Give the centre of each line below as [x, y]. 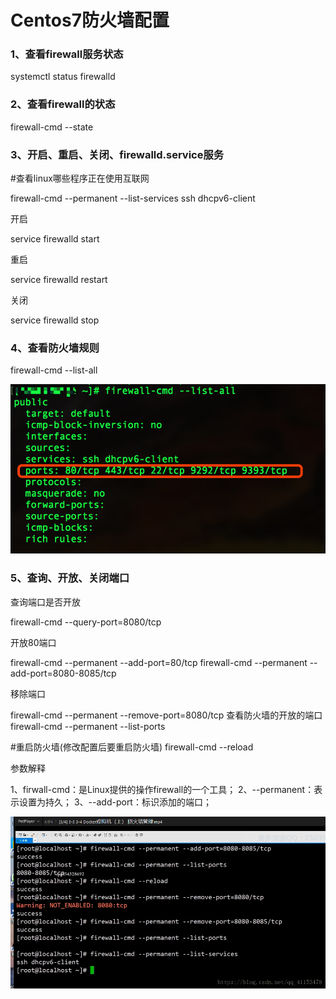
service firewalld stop [55, 320]
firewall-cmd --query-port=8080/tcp [86, 622]
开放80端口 [33, 642]
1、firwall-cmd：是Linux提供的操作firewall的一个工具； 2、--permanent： [162, 789]
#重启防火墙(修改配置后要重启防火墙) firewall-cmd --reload [132, 747]
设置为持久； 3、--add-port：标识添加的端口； [115, 802]
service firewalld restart [59, 280]
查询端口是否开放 [45, 602]
